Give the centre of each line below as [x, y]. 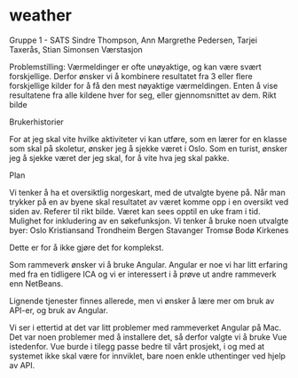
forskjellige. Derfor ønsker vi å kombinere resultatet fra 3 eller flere [131, 76]
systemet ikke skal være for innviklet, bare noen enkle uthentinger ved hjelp [148, 356]
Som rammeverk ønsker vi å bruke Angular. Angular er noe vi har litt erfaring [149, 264]
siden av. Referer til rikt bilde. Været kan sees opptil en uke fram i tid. [135, 211]
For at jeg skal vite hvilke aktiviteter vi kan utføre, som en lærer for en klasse [148, 139]
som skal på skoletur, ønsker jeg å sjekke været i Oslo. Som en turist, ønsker [149, 149]
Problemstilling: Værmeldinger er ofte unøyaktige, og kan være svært [135, 67]
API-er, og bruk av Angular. [59, 310]
